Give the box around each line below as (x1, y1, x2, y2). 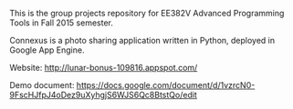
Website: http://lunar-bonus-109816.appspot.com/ (9, 63, 198, 73)
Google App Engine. (9, 45, 85, 55)
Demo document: (9, 80, 75, 90)
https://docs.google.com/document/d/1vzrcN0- (76, 80, 256, 90)
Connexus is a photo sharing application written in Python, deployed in (9, 35, 276, 45)
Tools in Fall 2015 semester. (9, 17, 114, 28)
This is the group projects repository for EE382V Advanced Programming (9, 8, 285, 18)
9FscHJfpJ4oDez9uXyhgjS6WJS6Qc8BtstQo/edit (9, 90, 198, 100)
